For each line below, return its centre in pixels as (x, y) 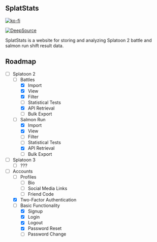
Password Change (47, 234)
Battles (27, 79)
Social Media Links (48, 188)
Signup (35, 211)
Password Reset (45, 228)
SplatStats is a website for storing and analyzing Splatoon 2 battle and (79, 40)
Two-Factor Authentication (48, 200)
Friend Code (41, 194)
